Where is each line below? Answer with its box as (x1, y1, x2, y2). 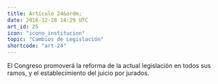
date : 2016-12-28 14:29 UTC (7, 17, 89, 24)
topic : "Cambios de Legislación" (7, 36, 104, 43)
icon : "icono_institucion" (7, 29, 85, 37)
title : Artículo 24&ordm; (7, 10, 82, 17)
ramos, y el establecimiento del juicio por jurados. (7, 69, 150, 77)
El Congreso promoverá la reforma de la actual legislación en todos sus (7, 62, 211, 69)
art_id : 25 (7, 23, 39, 30)
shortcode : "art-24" (7, 42, 67, 49)
